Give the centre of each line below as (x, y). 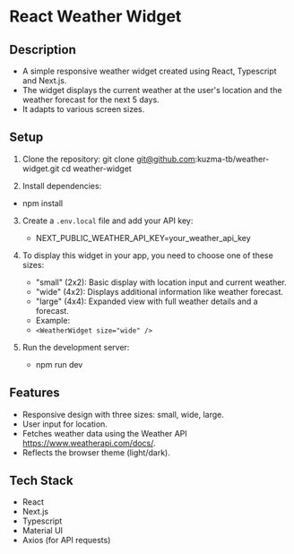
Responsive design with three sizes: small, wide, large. (123, 414)
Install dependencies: (62, 186)
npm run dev (59, 364)
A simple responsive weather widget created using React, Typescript (149, 71)
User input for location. (65, 424)
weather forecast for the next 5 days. (91, 100)
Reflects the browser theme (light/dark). (96, 452)
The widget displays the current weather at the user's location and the (152, 90)
